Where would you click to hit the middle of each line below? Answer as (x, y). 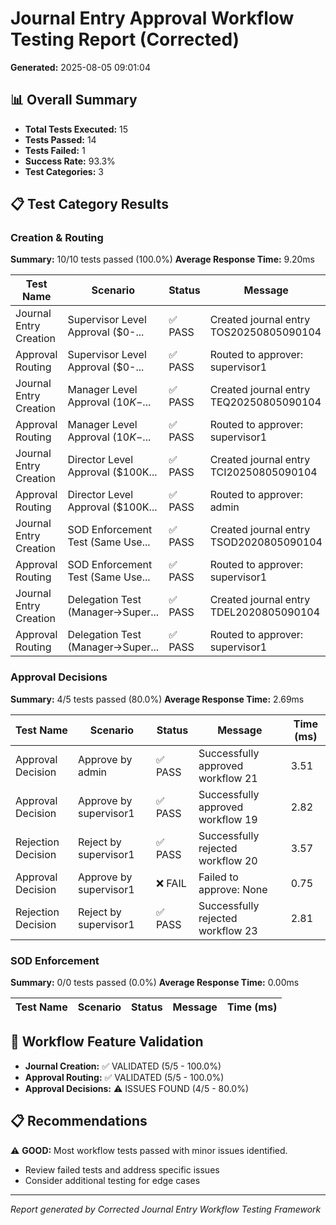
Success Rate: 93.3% (70, 161)
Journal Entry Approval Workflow (152, 18)
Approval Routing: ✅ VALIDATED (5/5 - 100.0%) (124, 1077)
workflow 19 (228, 819)
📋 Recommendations (79, 1121)
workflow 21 (228, 778)
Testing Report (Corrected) (125, 39)
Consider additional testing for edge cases (112, 1180)
